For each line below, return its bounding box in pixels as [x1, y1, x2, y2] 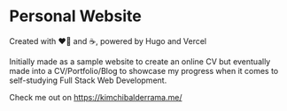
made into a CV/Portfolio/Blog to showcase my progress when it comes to [9, 65, 279, 76]
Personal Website [9, 6, 142, 26]
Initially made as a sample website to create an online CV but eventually [9, 55, 271, 67]
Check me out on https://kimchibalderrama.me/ [9, 92, 182, 102]
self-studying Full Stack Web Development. [9, 75, 167, 85]
